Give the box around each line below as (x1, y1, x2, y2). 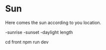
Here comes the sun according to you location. (5, 19, 102, 25)
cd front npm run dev (5, 38, 49, 45)
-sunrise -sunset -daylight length (5, 29, 73, 35)
